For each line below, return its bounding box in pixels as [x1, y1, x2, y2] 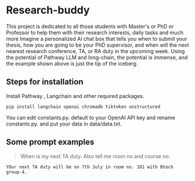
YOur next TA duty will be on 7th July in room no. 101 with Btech [6, 164, 174, 170]
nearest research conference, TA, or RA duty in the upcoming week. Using [6, 47, 185, 54]
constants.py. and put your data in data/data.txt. [6, 120, 122, 127]
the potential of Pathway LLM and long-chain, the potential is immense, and [6, 54, 188, 61]
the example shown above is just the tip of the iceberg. [6, 60, 138, 67]
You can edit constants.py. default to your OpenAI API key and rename [6, 114, 176, 121]
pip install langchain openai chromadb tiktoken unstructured [6, 103, 161, 110]
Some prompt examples [6, 137, 95, 147]
